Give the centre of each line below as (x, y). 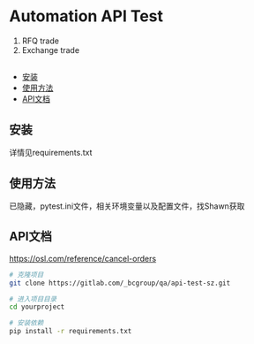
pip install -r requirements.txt (71, 332)
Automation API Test (86, 16)
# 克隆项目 (26, 275)
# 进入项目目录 (33, 299)
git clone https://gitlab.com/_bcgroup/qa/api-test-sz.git (120, 283)
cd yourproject (37, 307)
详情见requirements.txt (51, 153)
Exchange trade (51, 50)
